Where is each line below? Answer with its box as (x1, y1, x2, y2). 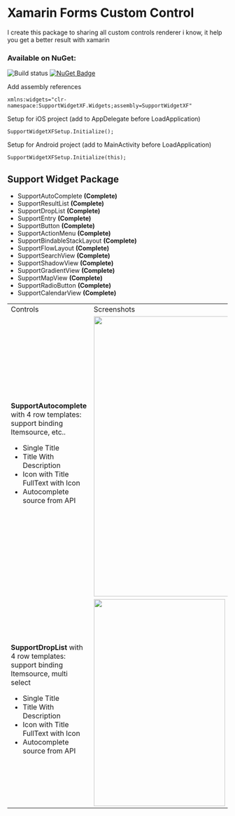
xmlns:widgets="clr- (7, 96, 68, 103)
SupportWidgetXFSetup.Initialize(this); (7, 154, 127, 161)
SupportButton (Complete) (17, 222, 96, 230)
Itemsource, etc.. (10, 427, 66, 436)
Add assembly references (7, 83, 82, 91)
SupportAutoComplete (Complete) (17, 192, 117, 201)
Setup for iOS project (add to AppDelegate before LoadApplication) (7, 114, 201, 123)
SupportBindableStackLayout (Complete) (17, 236, 137, 245)
